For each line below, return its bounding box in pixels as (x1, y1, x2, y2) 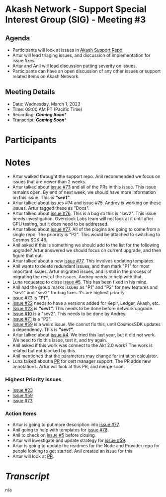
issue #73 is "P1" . (12, 295, 49, 301)
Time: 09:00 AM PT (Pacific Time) (12, 106, 83, 112)
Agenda (5, 34, 30, 42)
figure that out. (12, 252, 43, 258)
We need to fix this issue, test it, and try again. (12, 337, 108, 343)
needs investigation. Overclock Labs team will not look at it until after (12, 215, 154, 222)
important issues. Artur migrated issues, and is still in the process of (12, 268, 152, 274)
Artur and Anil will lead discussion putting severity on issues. (12, 63, 137, 69)
